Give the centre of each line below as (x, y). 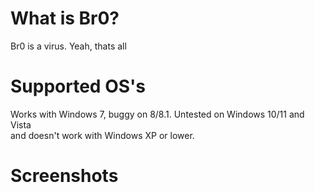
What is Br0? (65, 18)
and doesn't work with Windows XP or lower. (102, 135)
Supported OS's (78, 86)
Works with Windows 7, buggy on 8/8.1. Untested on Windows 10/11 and (157, 114)
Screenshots (64, 176)
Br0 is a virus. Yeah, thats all (68, 46)
